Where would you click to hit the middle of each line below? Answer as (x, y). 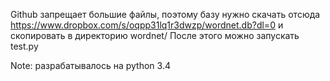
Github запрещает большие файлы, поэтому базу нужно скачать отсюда (165, 14)
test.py (24, 46)
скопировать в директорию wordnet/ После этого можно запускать (155, 35)
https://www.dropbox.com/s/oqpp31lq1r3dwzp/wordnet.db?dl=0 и (147, 25)
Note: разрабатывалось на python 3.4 (90, 65)
